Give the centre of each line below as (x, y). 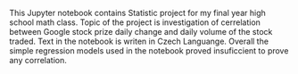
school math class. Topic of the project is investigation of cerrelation (135, 22)
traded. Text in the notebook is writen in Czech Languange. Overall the (139, 41)
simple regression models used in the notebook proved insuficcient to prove (149, 51)
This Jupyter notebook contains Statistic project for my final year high (137, 13)
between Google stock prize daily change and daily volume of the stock (141, 32)
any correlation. (38, 60)
